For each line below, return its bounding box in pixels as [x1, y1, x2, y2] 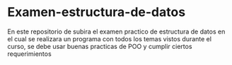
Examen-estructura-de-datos [7, 4, 186, 20]
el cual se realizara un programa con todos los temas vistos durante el [7, 34, 212, 43]
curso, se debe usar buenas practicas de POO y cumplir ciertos [7, 42, 192, 50]
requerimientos [7, 50, 52, 58]
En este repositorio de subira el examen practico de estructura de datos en [7, 27, 226, 36]
